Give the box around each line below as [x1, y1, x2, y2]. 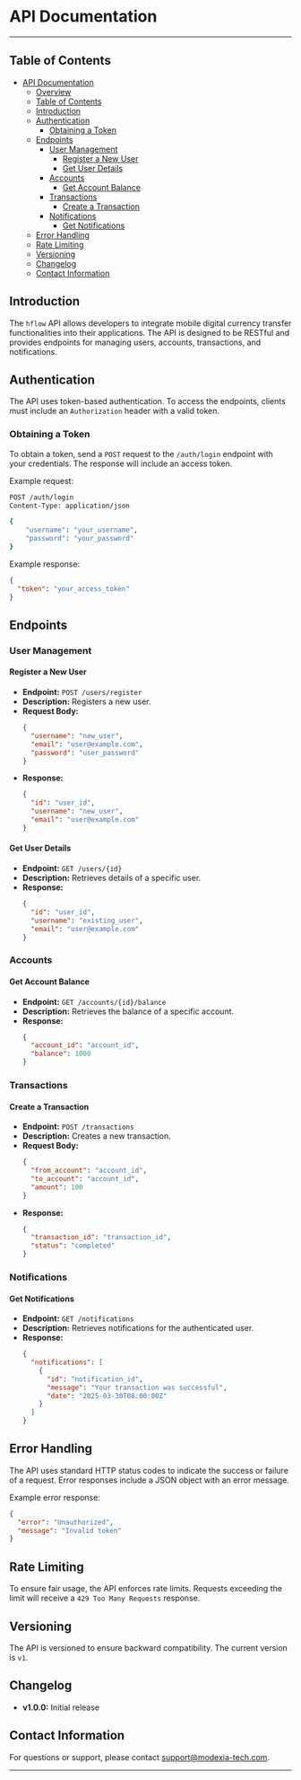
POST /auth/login [9, 492, 74, 502]
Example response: [9, 559, 81, 569]
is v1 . [9, 1652, 29, 1662]
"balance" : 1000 [30, 1049, 91, 1059]
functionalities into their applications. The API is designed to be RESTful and [9, 327, 290, 338]
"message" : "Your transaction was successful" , [46, 1383, 228, 1392]
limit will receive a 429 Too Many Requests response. [9, 1592, 201, 1604]
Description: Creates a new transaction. [21, 1131, 172, 1141]
